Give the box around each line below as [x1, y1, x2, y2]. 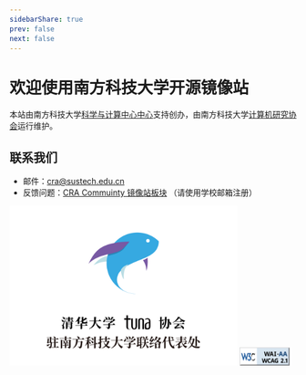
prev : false [9, 24, 55, 34]
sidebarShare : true [9, 15, 84, 24]
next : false [9, 34, 55, 43]
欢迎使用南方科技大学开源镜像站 [9, 78, 250, 98]
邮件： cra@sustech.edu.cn [22, 176, 125, 187]
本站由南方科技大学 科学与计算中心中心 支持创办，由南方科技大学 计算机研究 [9, 109, 289, 120]
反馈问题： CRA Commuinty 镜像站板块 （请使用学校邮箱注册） [22, 187, 258, 198]
